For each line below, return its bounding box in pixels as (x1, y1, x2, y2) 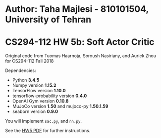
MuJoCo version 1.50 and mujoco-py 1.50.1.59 (12, 103, 108, 109)
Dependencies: (5, 68, 36, 73)
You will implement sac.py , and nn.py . (5, 118, 82, 124)
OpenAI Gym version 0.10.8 (12, 98, 69, 104)
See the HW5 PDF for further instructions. (5, 128, 91, 134)
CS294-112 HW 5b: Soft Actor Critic (5, 36, 155, 48)
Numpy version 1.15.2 (12, 82, 56, 88)
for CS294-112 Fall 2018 (5, 58, 54, 64)
